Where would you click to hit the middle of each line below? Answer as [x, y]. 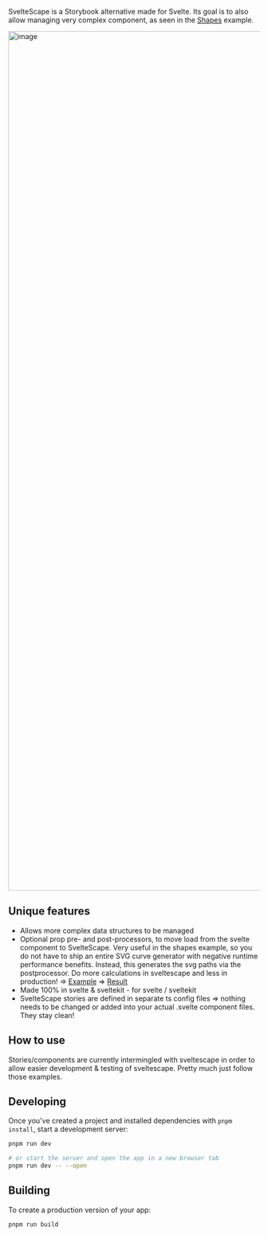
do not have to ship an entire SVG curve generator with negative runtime [139, 956]
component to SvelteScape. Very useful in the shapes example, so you [136, 947]
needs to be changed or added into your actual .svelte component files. [137, 1007]
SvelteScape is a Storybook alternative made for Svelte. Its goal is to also [128, 12]
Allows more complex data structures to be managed [106, 930]
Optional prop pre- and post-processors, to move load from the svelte [134, 939]
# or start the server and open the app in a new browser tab [114, 1159]
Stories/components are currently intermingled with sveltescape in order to [132, 1060]
